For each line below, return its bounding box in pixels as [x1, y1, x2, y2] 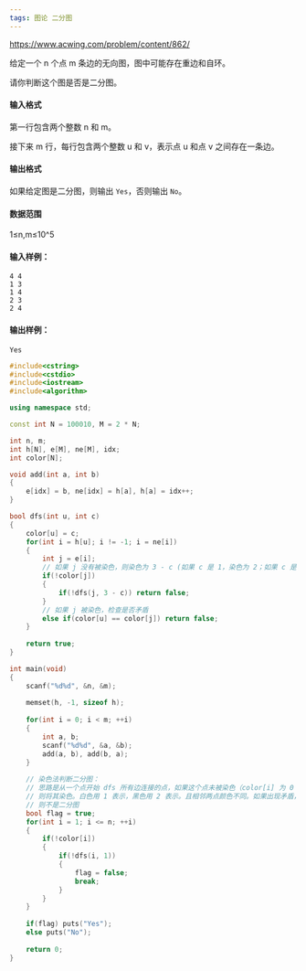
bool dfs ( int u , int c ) [9, 512, 100, 521]
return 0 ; [26, 944, 64, 954]
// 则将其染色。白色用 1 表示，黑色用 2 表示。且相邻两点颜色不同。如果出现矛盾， [26, 792, 301, 801]
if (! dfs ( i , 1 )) [58, 851, 117, 860]
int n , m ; [9, 436, 47, 445]
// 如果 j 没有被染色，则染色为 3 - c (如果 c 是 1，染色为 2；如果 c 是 [42, 563, 297, 572]
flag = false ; [74, 868, 129, 878]
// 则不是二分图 [26, 800, 79, 809]
